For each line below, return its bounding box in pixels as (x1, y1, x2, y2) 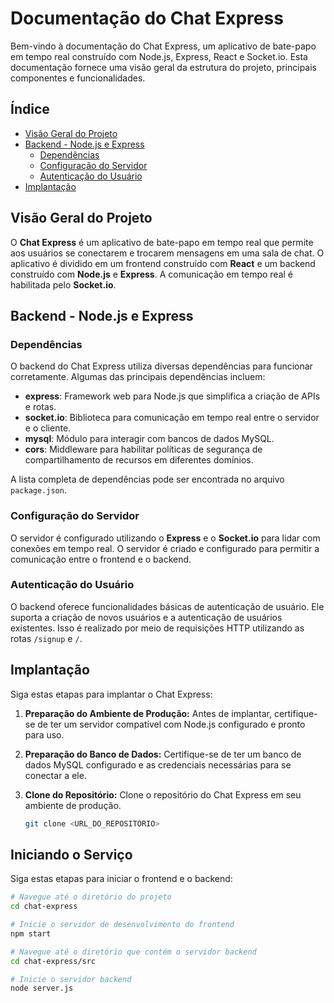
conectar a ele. (24, 769, 87, 781)
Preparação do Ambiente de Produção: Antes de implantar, (24, 707, 272, 719)
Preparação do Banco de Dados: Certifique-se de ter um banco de (24, 748, 302, 760)
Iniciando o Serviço (10, 846, 133, 863)
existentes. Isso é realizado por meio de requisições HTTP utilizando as (10, 622, 305, 634)
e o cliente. (24, 422, 72, 434)
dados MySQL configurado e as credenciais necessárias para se (24, 758, 292, 771)
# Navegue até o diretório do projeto (10, 892, 172, 902)
